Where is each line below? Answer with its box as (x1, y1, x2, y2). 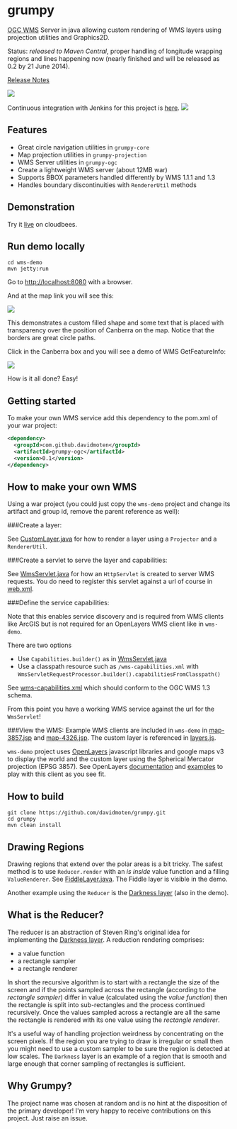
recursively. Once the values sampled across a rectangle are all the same (7, 1008, 221, 1016)
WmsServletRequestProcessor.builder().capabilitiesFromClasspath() (17, 671, 221, 678)
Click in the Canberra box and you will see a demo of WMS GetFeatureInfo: (7, 347, 226, 356)
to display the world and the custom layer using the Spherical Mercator (7, 755, 214, 763)
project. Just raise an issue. (7, 1113, 88, 1122)
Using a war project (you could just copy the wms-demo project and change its (7, 500, 231, 508)
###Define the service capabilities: (7, 598, 110, 607)
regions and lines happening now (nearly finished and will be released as (7, 54, 220, 62)
